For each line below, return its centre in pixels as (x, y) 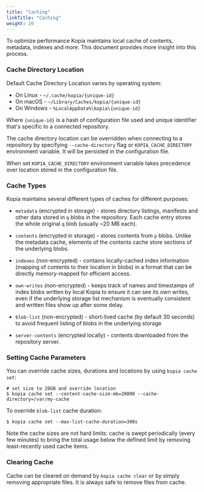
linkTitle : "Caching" (34, 18)
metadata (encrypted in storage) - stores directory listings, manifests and (107, 210)
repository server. (38, 341)
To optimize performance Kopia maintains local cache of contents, (90, 41)
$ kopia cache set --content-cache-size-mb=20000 (71, 394)
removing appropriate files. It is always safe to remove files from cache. (97, 482)
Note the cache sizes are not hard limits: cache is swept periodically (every (101, 433)
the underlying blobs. (42, 248)
